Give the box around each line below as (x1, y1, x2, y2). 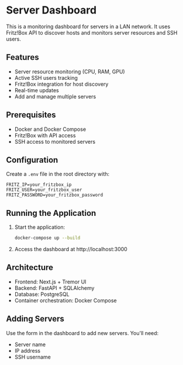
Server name (14, 341, 46, 348)
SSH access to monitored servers (14, 138, 95, 145)
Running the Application (6, 208, 96, 218)
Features (6, 52, 39, 62)
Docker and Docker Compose (14, 126, 87, 133)
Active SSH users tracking (14, 74, 78, 81)
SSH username (14, 353, 51, 360)
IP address (14, 347, 41, 354)
